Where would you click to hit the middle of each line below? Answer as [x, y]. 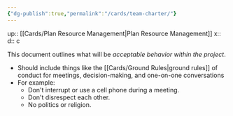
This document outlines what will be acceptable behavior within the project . [116, 54]
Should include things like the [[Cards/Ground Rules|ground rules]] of [118, 67]
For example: [36, 82]
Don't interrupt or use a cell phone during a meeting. [104, 90]
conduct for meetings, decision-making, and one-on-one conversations [121, 75]
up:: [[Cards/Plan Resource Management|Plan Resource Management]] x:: [114, 33]
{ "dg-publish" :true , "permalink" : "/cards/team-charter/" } [92, 14]
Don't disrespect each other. [69, 97]
